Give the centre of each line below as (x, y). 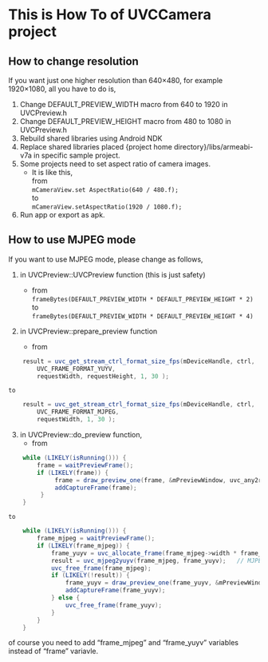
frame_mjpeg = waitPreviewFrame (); (96, 538)
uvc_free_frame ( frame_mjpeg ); (101, 568)
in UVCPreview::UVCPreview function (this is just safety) (112, 274)
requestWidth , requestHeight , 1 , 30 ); (103, 376)
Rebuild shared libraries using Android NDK (91, 138)
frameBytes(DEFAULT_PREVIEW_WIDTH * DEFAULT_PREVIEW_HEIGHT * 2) (142, 299)
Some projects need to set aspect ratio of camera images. (115, 164)
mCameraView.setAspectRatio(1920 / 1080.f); (107, 207)
